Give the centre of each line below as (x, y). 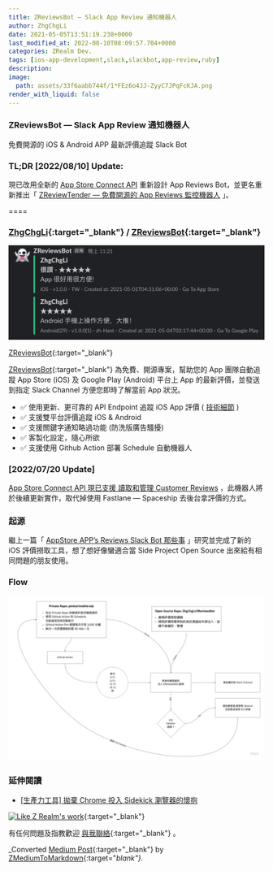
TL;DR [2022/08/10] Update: (66, 166)
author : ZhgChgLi (38, 26)
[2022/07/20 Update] (52, 469)
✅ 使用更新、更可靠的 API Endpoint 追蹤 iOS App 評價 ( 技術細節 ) (130, 407)
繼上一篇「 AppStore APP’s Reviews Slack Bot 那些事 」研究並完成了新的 (130, 540)
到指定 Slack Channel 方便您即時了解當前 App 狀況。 (97, 389)
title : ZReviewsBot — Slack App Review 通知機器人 (93, 17)
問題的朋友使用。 (44, 561)
